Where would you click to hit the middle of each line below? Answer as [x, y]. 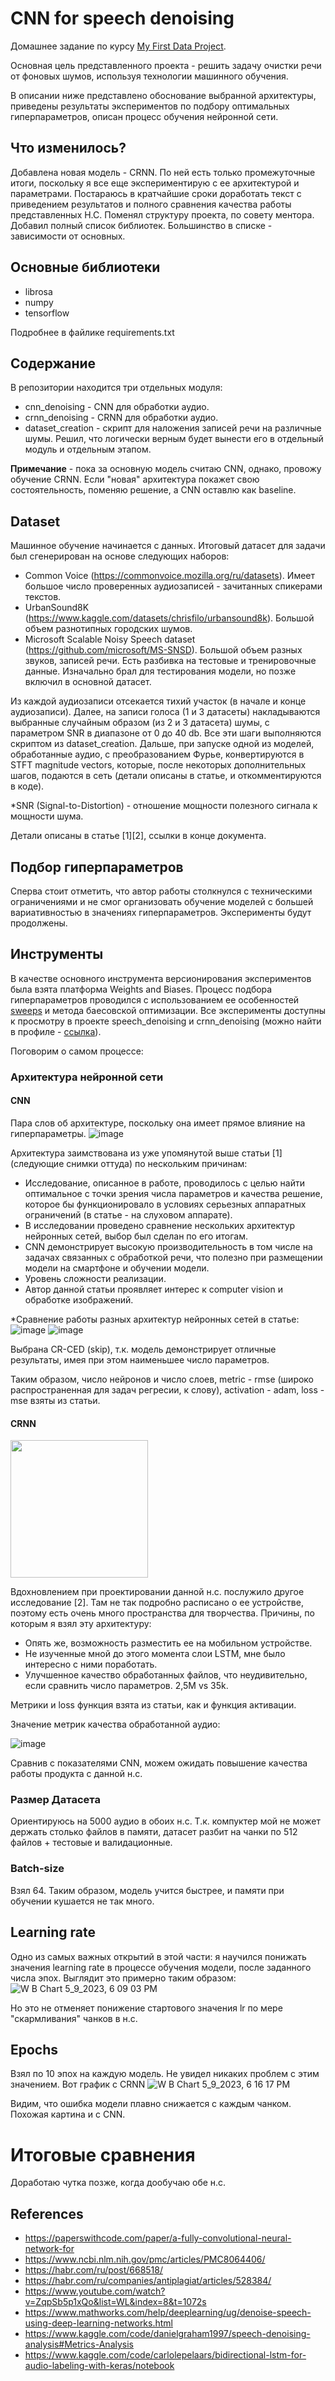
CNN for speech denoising [122, 18]
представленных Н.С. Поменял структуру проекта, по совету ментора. [162, 214]
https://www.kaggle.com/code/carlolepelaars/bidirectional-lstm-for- [165, 2355]
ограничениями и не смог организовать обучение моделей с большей [162, 901]
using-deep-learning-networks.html [98, 2323]
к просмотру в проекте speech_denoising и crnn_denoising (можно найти [166, 1021]
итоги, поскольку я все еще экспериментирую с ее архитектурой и [155, 183]
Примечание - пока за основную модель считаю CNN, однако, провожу [166, 469]
